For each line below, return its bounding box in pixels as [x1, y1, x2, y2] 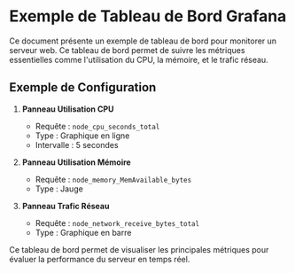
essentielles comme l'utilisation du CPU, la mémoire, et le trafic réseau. [9, 54, 268, 65]
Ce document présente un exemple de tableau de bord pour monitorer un [9, 35, 277, 46]
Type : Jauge [35, 183, 84, 194]
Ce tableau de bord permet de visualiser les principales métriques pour [9, 244, 269, 254]
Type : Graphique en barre [35, 227, 132, 238]
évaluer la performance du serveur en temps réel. [9, 253, 190, 264]
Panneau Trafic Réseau [21, 200, 110, 211]
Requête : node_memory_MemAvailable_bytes [35, 174, 192, 184]
